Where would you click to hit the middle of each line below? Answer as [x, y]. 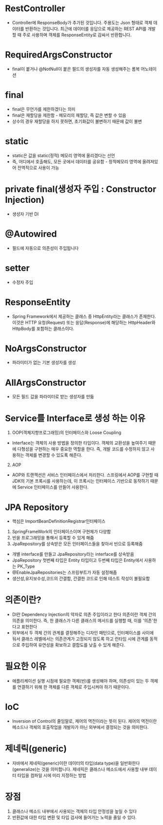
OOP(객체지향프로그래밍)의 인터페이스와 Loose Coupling [67, 432]
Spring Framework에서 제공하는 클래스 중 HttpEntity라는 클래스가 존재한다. [84, 316]
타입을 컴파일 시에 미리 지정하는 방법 [52, 775]
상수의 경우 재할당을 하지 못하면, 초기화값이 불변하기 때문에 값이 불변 [77, 121]
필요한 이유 [26, 667]
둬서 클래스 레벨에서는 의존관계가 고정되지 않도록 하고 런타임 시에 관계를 [80, 639]
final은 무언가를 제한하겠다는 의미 [44, 109]
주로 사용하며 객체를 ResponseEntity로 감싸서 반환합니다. [77, 35]
